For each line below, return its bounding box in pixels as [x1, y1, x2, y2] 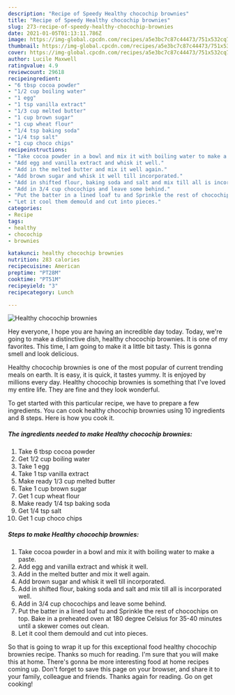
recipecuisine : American [8, 263, 80, 270]
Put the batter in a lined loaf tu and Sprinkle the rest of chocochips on [17, 607, 218, 615]
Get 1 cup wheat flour [17, 492, 80, 500]
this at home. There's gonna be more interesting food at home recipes [8, 657, 209, 666]
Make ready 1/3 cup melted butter [17, 477, 116, 486]
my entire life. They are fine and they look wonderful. [8, 385, 160, 394]
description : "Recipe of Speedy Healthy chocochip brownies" [8, 10, 190, 17]
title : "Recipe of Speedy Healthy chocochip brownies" [8, 17, 171, 24]
